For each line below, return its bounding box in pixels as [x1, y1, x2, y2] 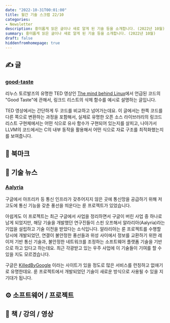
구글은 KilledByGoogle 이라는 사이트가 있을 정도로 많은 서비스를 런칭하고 [5, 262, 150, 268]
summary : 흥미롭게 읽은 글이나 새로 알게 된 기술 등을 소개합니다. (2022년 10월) [5, 31, 156, 36]
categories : [5, 17, 30, 22]
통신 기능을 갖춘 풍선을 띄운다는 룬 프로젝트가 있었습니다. [18, 202, 131, 208]
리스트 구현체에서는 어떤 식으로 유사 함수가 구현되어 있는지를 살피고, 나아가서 [5, 120, 157, 126]
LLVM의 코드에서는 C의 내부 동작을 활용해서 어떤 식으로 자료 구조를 [5, 126, 138, 133]
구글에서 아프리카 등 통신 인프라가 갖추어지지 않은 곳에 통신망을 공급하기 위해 [5, 196, 157, 202]
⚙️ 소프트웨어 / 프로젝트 [5, 290, 74, 300]
